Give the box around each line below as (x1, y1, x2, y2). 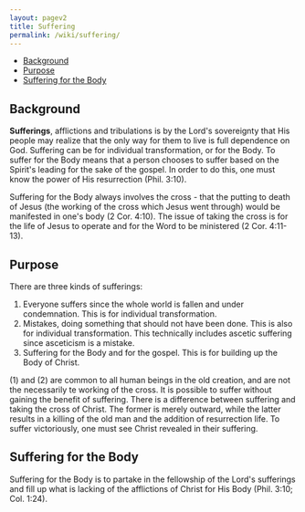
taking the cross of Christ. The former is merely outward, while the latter (9, 403, 281, 414)
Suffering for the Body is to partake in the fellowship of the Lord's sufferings (9, 474, 296, 485)
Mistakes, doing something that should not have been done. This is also (22, 319, 293, 329)
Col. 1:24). (9, 493, 48, 504)
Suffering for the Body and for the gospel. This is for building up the (22, 348, 279, 358)
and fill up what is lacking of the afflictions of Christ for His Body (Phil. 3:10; (9, 483, 294, 494)
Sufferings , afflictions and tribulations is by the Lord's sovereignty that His (9, 125, 290, 137)
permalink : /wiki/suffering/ (9, 30, 121, 39)
